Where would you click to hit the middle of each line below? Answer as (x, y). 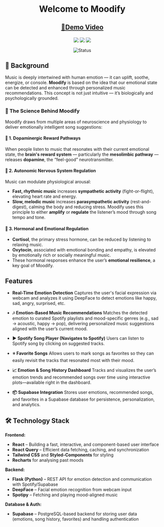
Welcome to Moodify (82, 9)
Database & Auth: (23, 504)
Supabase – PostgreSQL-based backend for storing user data (74, 514)
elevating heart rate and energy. (44, 196)
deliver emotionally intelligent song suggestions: (54, 127)
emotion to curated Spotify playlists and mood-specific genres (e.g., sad (85, 318)
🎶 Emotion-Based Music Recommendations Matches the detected (80, 313)
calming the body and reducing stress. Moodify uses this (86, 207)
